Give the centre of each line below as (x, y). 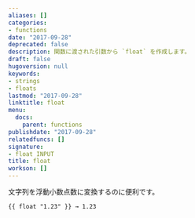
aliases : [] (28, 15)
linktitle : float (37, 103)
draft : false (29, 60)
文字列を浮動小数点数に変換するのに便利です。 (84, 192)
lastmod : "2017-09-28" (45, 96)
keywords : (24, 74)
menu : (17, 111)
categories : (28, 23)
